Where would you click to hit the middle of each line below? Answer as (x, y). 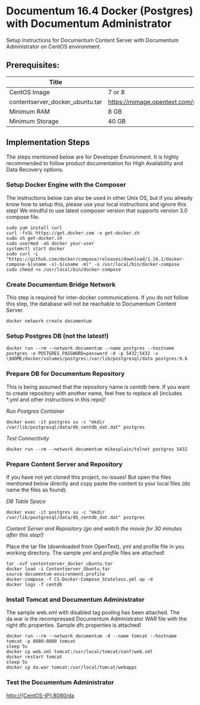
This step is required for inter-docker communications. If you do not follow (97, 298)
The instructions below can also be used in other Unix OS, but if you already (99, 197)
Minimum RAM (30, 112)
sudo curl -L (22, 254)
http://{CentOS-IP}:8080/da (40, 695)
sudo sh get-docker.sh (34, 238)
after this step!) (25, 535)
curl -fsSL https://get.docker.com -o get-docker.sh (73, 233)
